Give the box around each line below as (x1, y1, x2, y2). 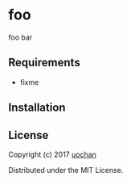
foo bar (8, 32, 33, 42)
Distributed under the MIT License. (8, 165, 124, 175)
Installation (8, 101, 66, 115)
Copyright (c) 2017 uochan (8, 149, 96, 159)
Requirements (8, 56, 80, 69)
